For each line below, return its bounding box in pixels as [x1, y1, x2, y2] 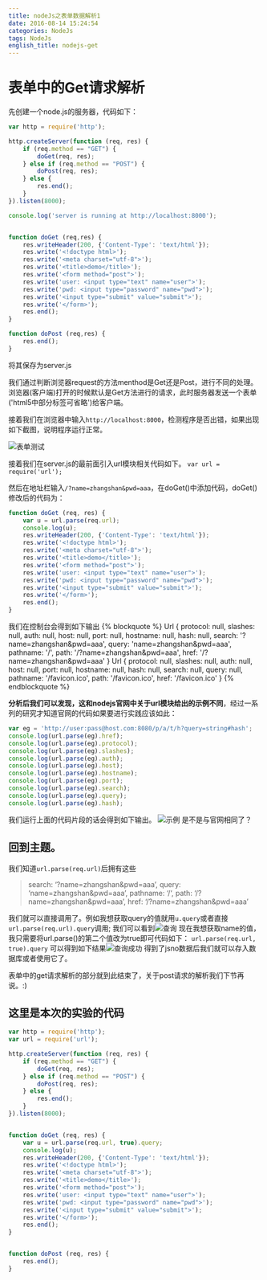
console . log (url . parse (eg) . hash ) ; [8, 799, 124, 808]
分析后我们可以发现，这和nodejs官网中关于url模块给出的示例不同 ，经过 [8, 698, 245, 708]
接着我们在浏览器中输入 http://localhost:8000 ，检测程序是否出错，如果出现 [8, 415, 260, 424]
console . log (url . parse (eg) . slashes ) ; [8, 746, 135, 755]
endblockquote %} [8, 682, 71, 692]
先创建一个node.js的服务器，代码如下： [8, 107, 139, 117]
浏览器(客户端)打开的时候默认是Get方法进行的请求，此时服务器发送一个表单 [8, 387, 257, 397]
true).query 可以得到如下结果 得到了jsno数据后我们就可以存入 [8, 943, 250, 953]
